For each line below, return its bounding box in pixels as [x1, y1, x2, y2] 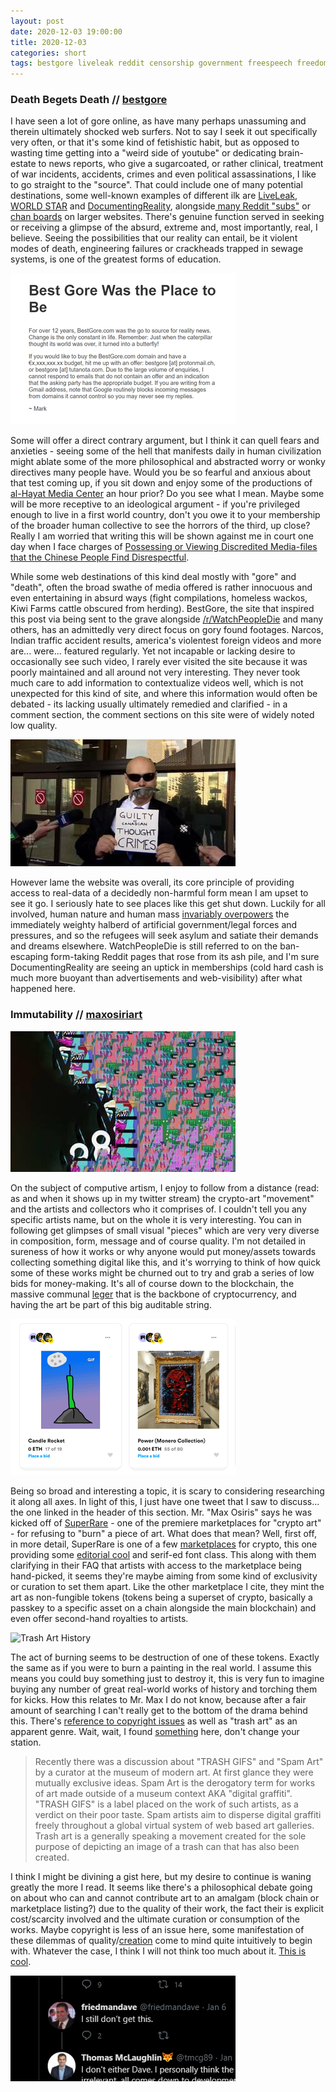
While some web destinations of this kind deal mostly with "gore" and [10, 571, 297, 583]
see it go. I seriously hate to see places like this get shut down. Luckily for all [10, 898, 326, 910]
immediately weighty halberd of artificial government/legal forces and [10, 919, 298, 931]
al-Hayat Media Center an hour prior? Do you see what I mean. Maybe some [10, 488, 325, 500]
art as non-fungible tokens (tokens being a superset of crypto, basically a [10, 1591, 313, 1603]
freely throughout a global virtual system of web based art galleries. [34, 1819, 315, 1831]
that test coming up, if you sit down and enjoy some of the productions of [10, 477, 313, 489]
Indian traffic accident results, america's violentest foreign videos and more [10, 635, 322, 647]
